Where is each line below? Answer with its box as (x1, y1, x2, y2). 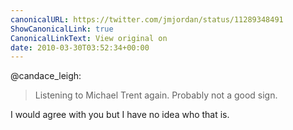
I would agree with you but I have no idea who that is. (10, 109, 230, 121)
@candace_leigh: (10, 70, 82, 82)
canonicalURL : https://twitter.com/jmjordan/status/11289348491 (10, 14, 284, 25)
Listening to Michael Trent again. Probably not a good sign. (34, 89, 278, 101)
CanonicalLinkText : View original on (10, 33, 168, 43)
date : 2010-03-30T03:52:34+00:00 (10, 42, 150, 53)
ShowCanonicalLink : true (10, 24, 114, 34)
